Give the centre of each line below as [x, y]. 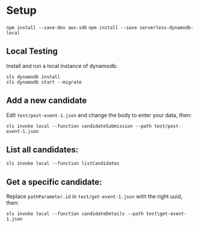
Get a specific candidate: [54, 182]
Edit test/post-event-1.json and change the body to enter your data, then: [99, 115]
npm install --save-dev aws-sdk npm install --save [72, 28]
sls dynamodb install [33, 77]
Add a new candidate [47, 101]
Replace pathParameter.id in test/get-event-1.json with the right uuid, [94, 197]
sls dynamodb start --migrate [44, 82]
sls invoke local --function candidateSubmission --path [79, 126]
